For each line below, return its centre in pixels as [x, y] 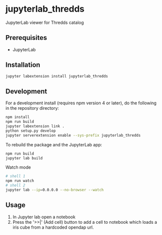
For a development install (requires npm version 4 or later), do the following [81, 103]
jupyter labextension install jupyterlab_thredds [57, 76]
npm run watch [20, 181]
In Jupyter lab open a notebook [44, 217]
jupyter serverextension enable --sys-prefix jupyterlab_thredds [73, 135]
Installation [23, 65]
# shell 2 [16, 186]
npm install [18, 117]
